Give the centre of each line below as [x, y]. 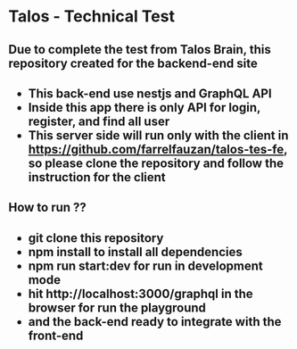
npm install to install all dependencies [135, 252]
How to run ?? [47, 208]
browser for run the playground [117, 307]
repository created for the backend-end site [133, 63]
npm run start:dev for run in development [146, 266]
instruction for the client [97, 177]
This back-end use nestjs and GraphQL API [150, 93]
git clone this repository [96, 238]
